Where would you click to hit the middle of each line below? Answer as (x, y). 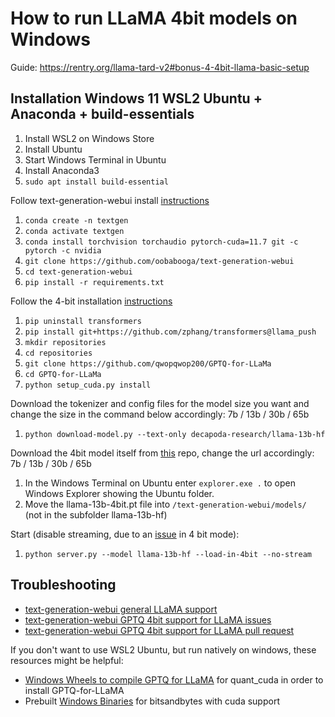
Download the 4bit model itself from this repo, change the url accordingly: (162, 453)
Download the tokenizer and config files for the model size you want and (160, 403)
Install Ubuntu (53, 149)
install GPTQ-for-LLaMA (74, 690)
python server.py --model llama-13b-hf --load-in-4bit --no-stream (168, 554)
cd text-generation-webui (78, 272)
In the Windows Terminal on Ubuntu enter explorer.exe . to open (160, 483)
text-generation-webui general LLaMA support (121, 609)
